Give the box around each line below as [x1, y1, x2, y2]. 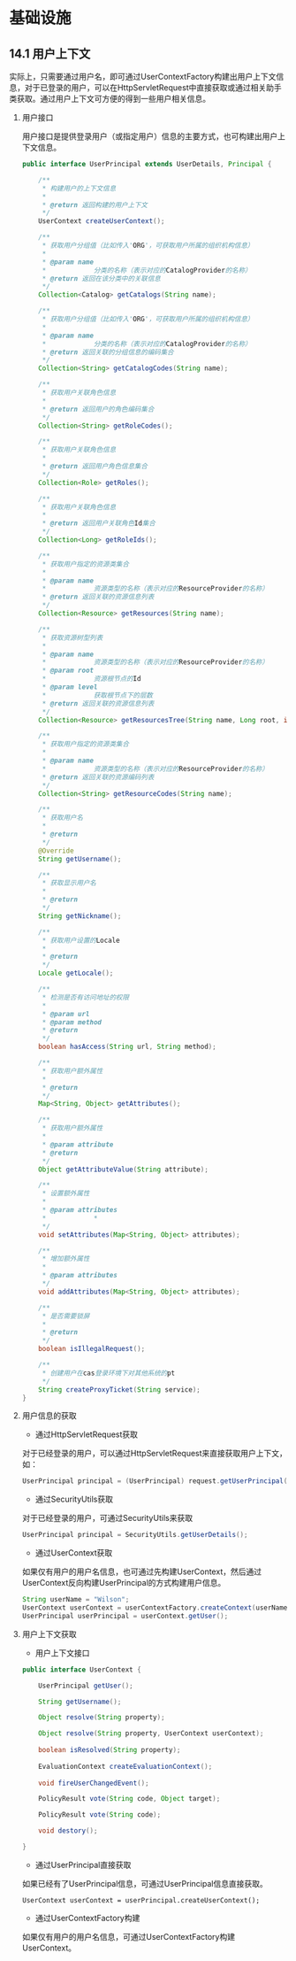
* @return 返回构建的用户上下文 [42, 200, 148, 209]
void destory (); [38, 1826, 98, 1835]
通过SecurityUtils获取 [34, 1494, 113, 1505]
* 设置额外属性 [42, 1189, 90, 1198]
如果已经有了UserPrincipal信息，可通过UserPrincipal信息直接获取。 [21, 1878, 268, 1888]
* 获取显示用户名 [42, 878, 97, 888]
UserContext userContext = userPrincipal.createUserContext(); [21, 1895, 261, 1904]
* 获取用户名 [42, 814, 84, 822]
